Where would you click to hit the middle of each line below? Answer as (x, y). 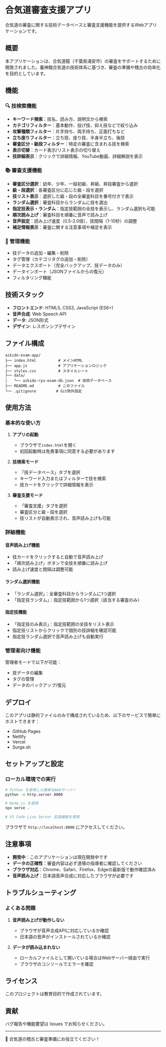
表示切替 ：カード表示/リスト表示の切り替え (56, 150)
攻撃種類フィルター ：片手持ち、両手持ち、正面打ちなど (68, 131)
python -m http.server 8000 (34, 794)
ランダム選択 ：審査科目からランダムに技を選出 (60, 202)
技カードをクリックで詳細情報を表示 (57, 485)
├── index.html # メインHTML (44, 360)
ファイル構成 (25, 343)
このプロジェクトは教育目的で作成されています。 (55, 994)
